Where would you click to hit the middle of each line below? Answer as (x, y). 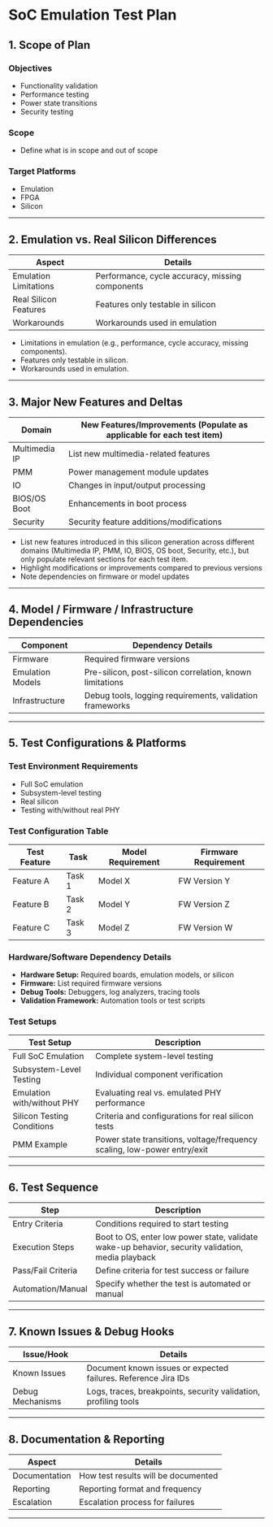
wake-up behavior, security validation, (169, 1247)
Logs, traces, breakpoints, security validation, (173, 1391)
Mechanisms (37, 1402)
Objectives (30, 68)
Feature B (31, 904)
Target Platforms (42, 171)
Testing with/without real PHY (70, 809)
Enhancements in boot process (128, 504)
